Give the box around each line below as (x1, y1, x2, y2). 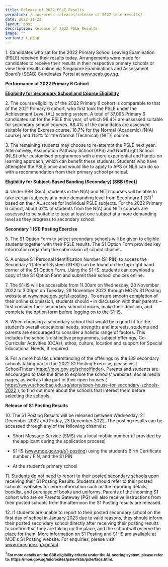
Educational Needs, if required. (5, 345, 69, 351)
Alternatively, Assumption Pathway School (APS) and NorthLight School (5, 147, 154, 153)
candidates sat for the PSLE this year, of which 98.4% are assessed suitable (5, 116, 163, 122)
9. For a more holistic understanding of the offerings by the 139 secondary (5, 355, 159, 361)
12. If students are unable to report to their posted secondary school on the (5, 509, 161, 515)
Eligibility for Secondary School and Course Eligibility (5, 90, 119, 96)
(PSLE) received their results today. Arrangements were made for (5, 54, 141, 61)
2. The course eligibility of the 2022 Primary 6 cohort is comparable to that (5, 100, 160, 106)
